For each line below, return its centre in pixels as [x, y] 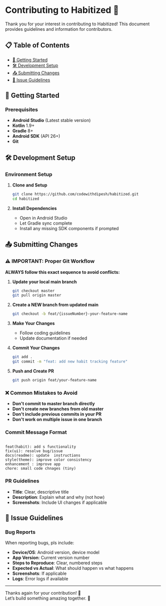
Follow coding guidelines [45, 333]
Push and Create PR [33, 371]
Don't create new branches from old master [58, 409]
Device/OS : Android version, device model [56, 552]
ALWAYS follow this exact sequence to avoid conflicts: [62, 272]
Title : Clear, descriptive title [41, 492]
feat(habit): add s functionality [41, 447]
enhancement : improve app [33, 464]
